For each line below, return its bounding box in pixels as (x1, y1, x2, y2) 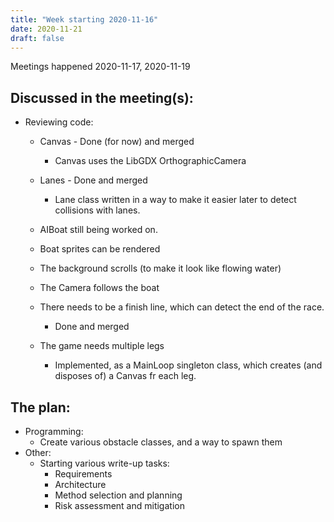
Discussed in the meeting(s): (10, 89, 194, 106)
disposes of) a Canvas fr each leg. (54, 370, 197, 382)
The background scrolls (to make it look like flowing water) (39, 262, 282, 275)
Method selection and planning (54, 489, 183, 501)
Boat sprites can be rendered (39, 243, 161, 255)
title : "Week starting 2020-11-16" (10, 14, 159, 25)
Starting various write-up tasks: (39, 457, 170, 469)
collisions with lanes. (54, 204, 141, 216)
